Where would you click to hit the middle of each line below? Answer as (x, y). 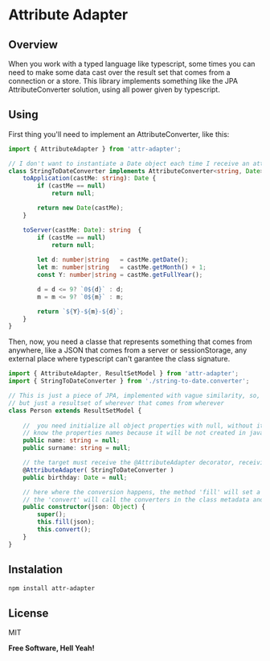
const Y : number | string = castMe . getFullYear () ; (120, 275)
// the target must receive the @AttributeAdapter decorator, (129, 463)
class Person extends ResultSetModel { (75, 411)
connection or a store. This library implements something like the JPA (123, 81)
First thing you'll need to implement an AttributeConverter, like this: (119, 134)
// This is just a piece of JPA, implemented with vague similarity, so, (135, 396)
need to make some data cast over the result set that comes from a (119, 72)
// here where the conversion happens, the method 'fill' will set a (142, 492)
